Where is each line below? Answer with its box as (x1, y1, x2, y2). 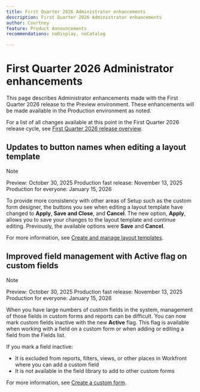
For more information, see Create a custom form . (6, 379, 127, 386)
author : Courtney (6, 20, 50, 26)
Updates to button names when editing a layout (6, 142, 187, 152)
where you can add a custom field (14, 361, 99, 368)
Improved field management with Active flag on (6, 252, 187, 262)
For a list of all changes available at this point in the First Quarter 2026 (6, 119, 180, 126)
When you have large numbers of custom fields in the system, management (6, 306, 193, 313)
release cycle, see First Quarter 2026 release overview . (6, 125, 143, 132)
